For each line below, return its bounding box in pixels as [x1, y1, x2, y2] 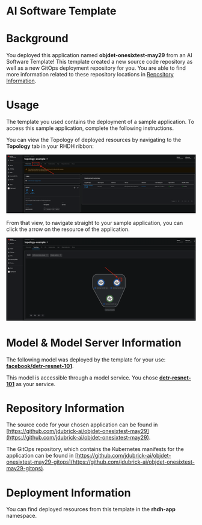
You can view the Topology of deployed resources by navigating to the [6, 137, 182, 144]
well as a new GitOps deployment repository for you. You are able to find [6, 64, 186, 72]
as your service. [16, 380, 56, 387]
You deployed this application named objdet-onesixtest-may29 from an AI [6, 52, 192, 59]
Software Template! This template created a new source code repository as [6, 58, 193, 66]
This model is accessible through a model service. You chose [6, 374, 158, 381]
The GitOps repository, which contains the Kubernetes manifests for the [6, 446, 185, 453]
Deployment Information [6, 486, 131, 500]
